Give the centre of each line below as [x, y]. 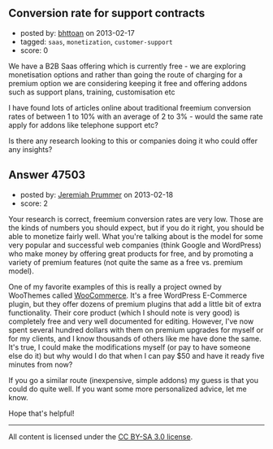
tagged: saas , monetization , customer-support [96, 41]
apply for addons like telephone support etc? [83, 124]
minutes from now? [41, 364]
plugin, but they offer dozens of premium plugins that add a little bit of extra [135, 303]
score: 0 [34, 50]
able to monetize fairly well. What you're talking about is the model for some [136, 236]
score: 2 [34, 203]
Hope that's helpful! [41, 413]
